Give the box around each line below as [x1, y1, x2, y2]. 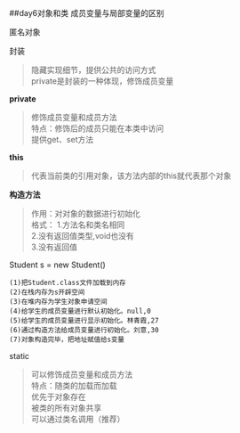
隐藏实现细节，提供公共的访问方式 [30, 65, 156, 75]
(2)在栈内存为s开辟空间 [9, 288, 85, 297]
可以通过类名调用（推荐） [30, 413, 125, 424]
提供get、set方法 [30, 135, 94, 144]
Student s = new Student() [9, 259, 107, 270]
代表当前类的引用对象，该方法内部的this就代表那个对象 [30, 170, 232, 181]
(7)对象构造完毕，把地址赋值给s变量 [9, 335, 124, 344]
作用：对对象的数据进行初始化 [30, 208, 140, 218]
